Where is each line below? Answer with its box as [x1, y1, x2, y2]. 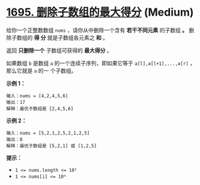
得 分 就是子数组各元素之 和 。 [34, 34, 109, 41]
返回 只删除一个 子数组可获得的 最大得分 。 [6, 46, 112, 54]
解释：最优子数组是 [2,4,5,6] [6, 106, 74, 112]
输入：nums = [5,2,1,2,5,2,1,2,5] [6, 130, 90, 136]
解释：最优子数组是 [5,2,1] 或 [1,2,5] [6, 142, 97, 149]
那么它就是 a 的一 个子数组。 [6, 67, 77, 74]
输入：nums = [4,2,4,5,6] [6, 92, 68, 99]
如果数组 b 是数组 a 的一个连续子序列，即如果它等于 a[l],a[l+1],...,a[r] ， [6, 59, 196, 67]
